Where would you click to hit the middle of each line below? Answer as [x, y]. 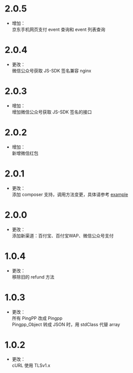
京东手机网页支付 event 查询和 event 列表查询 [59, 29]
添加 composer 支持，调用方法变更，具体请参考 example [70, 194]
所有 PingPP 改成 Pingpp [37, 318]
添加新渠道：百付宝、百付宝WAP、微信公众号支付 [63, 235]
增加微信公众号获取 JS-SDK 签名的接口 [52, 112]
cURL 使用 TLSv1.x [31, 365]
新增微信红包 [25, 153]
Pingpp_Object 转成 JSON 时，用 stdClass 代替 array [66, 324]
